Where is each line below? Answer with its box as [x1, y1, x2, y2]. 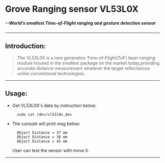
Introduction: [5, 42, 46, 50]
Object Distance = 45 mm [17, 139, 68, 144]
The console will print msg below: [12, 121, 81, 127]
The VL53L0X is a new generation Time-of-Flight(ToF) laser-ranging [17, 55, 156, 61]
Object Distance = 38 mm [17, 134, 68, 139]
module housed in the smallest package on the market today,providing [17, 60, 160, 66]
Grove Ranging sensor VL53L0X [5, 3, 139, 15]
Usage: [5, 90, 28, 98]
